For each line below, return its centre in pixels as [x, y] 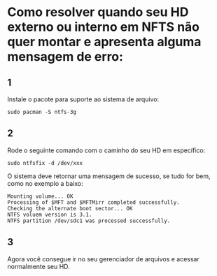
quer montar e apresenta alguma [104, 42]
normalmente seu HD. [38, 266]
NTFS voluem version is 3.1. [50, 215]
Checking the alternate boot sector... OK [70, 208]
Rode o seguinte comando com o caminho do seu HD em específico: [106, 150]
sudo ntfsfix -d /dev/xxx [45, 163]
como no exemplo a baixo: [45, 183]
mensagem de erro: [65, 57]
